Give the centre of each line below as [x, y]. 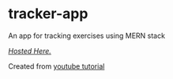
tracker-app [48, 14]
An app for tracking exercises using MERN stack [87, 36]
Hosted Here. [30, 51]
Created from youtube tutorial [56, 66]
